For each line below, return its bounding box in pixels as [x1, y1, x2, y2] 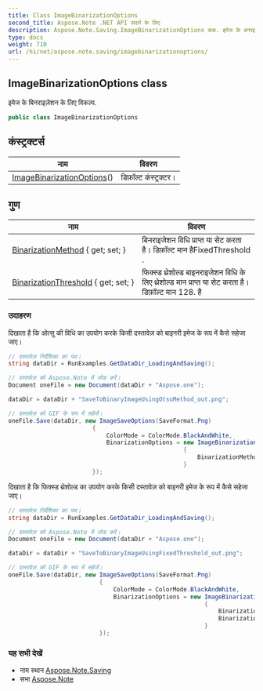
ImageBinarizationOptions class [8, 77, 168, 90]
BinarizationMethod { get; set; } [12, 245, 127, 256]
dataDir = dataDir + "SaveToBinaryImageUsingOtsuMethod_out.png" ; [8, 395, 229, 404]
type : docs [8, 33, 44, 42]
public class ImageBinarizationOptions [8, 113, 139, 122]
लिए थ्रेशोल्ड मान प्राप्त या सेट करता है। [142, 277, 250, 288]
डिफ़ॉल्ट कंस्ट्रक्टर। [121, 172, 176, 183]
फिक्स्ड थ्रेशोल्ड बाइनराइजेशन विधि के [142, 267, 246, 278]
